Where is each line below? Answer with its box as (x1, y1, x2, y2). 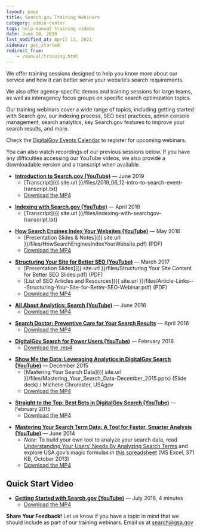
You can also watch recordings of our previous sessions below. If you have (6, 148, 190, 155)
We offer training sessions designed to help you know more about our (6, 69, 178, 77)
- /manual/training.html (17, 53, 79, 59)
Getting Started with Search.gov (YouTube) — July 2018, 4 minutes (14, 495, 183, 502)
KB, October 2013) (23, 455, 70, 462)
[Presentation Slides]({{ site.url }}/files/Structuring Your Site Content (23, 264, 192, 271)
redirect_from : (6, 48, 44, 54)
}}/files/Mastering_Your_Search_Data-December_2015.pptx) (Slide (23, 374, 187, 382)
